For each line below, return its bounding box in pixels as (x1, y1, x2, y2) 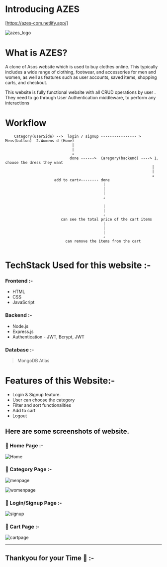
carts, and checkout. (5, 79, 48, 85)
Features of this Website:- (5, 375, 115, 386)
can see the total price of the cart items (60, 217, 153, 222)
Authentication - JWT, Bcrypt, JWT (12, 333, 84, 340)
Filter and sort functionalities (12, 402, 71, 408)
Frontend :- (5, 277, 33, 284)
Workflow (5, 117, 47, 129)
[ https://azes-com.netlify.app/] (5, 20, 69, 26)
